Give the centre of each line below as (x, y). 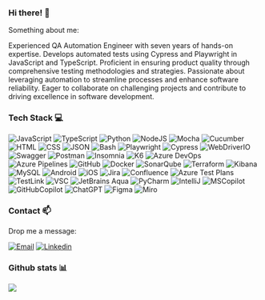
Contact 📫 (30, 210)
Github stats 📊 (38, 267)
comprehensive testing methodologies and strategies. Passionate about (126, 71)
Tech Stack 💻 (36, 118)
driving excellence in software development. (81, 97)
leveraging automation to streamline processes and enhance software (123, 80)
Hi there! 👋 (29, 13)
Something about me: (44, 30)
